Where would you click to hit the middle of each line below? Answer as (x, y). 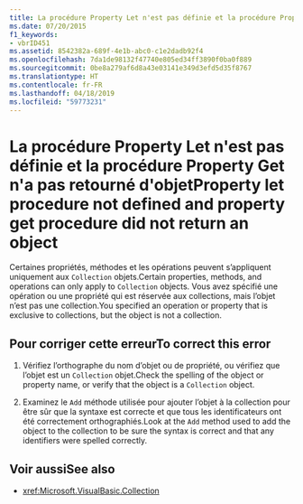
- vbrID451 (30, 43)
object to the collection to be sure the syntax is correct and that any (148, 431)
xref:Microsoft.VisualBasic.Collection (91, 490)
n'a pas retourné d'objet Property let (147, 185)
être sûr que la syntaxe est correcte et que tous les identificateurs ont (152, 412)
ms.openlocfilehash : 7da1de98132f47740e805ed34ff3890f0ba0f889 (131, 60)
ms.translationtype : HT (54, 77)
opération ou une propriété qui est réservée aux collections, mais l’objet (142, 296)
